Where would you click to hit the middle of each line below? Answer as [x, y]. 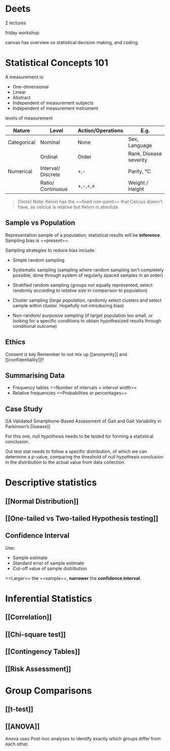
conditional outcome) [35, 326]
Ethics [15, 342]
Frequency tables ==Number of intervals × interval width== [75, 388]
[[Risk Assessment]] [38, 669]
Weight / [138, 183]
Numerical [20, 171]
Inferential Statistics [49, 599]
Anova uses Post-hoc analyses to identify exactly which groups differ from [83, 739]
